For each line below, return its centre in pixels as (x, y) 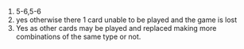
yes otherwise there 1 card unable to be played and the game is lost (126, 20)
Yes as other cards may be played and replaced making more (116, 28)
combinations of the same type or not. (78, 36)
